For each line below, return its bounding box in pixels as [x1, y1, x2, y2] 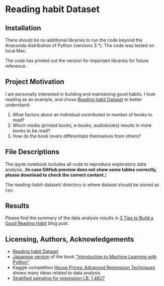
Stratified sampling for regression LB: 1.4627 [12, 275, 105, 281]
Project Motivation [5, 77, 64, 86]
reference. [5, 63, 27, 69]
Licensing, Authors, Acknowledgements [5, 235, 134, 244]
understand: [5, 102, 31, 108]
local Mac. [5, 48, 27, 54]
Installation [5, 24, 41, 32]
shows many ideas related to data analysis [12, 270, 101, 276]
